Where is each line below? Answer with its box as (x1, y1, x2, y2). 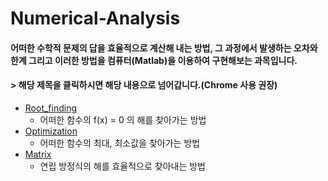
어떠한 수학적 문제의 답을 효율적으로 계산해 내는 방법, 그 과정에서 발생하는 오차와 (10, 42, 318, 54)
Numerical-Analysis (10, 7, 181, 30)
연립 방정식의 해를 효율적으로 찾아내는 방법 (39, 160, 207, 172)
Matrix (24, 148, 52, 160)
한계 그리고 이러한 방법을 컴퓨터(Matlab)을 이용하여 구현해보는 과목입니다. (10, 54, 298, 66)
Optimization (24, 125, 78, 137)
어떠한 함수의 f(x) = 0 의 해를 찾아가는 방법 (39, 113, 207, 126)
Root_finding (24, 102, 78, 114)
